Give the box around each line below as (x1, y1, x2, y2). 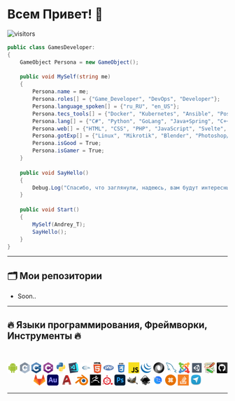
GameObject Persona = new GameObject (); (20, 59, 139, 66)
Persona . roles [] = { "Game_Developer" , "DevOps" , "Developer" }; (32, 96, 220, 103)
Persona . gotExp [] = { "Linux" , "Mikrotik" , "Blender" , (32, 132, 192, 139)
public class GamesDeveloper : (7, 43, 96, 51)
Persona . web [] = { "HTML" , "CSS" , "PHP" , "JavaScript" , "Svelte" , (32, 125, 227, 132)
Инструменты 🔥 (7, 330, 82, 342)
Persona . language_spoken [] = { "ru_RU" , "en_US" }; (32, 103, 180, 110)
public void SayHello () (20, 169, 90, 176)
